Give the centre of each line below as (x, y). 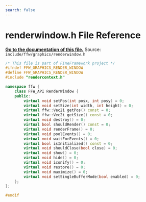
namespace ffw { (22, 87)
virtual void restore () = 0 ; (55, 167)
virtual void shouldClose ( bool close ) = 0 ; (70, 148)
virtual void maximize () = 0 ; (56, 172)
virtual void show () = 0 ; (51, 153)
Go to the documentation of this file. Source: (53, 49)
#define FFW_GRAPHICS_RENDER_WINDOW (44, 73)
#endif (12, 195)
